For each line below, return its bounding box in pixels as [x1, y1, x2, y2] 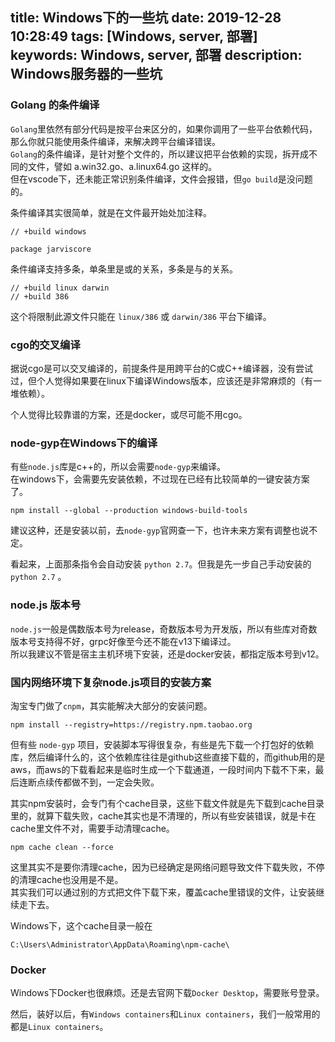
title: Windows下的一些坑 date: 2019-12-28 [10, 9, 282, 27]
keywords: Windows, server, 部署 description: [10, 47, 303, 64]
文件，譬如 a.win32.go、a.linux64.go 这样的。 [27, 160, 218, 172]
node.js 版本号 [10, 598, 82, 612]
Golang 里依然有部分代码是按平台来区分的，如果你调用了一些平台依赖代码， [10, 123, 318, 135]
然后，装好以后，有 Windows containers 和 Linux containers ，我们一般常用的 [10, 1008, 321, 1020]
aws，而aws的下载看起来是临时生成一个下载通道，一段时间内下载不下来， [10, 763, 316, 775]
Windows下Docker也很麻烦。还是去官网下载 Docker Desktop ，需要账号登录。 [10, 987, 325, 999]
